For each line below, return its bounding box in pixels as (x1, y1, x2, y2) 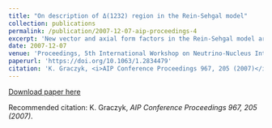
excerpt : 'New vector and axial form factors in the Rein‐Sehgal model (8, 34, 255, 43)
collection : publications (8, 19, 96, 28)
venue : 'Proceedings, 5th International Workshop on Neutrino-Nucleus (8, 49, 252, 58)
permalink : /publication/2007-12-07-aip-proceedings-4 (8, 27, 198, 35)
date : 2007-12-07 (8, 42, 67, 50)
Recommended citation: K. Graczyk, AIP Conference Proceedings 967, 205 (8, 102, 257, 112)
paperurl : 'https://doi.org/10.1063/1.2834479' (8, 58, 172, 66)
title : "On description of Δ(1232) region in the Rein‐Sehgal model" (8, 11, 249, 20)
